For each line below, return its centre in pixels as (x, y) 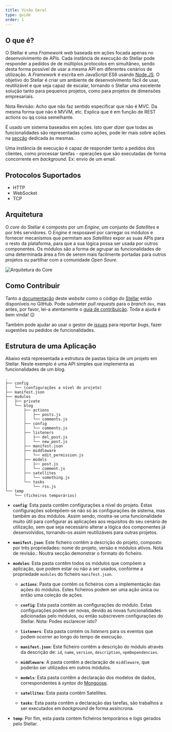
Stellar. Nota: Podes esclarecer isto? (59, 622)
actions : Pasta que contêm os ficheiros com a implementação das (90, 584)
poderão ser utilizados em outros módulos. (66, 668)
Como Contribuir (33, 286)
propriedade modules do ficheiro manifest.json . (63, 574)
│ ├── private (23, 401)
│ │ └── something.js (38, 478)
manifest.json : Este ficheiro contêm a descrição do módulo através (92, 647)
